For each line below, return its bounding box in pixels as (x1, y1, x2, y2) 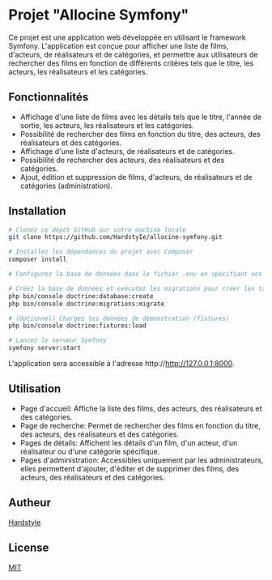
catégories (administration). (19, 181, 113, 190)
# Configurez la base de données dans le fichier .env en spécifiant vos (8, 270, 263, 279)
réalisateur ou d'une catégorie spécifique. (19, 446, 160, 456)
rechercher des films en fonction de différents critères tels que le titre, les (8, 58, 254, 68)
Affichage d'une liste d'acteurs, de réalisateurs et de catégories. (19, 146, 235, 156)
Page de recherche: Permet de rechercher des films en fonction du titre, (19, 420, 261, 430)
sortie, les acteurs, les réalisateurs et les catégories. (19, 120, 194, 130)
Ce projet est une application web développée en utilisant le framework (8, 32, 246, 42)
